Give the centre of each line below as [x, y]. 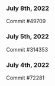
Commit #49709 [26, 21]
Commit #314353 [27, 49]
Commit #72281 [25, 78]
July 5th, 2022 [27, 37]
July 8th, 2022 [27, 8]
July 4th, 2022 [28, 65]
